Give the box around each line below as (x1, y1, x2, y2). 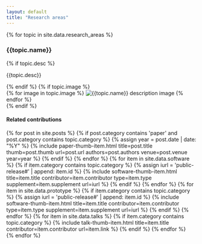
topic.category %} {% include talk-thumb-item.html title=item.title (6, 219, 169, 226)
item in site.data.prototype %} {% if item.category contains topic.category (6, 187, 191, 194)
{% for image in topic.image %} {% (6, 89, 184, 96)
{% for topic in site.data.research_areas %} (6, 31, 113, 38)
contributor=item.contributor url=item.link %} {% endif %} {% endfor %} (6, 225, 186, 233)
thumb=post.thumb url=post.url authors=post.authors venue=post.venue (6, 149, 188, 155)
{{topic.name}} (6, 46, 52, 54)
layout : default (6, 8, 47, 15)
